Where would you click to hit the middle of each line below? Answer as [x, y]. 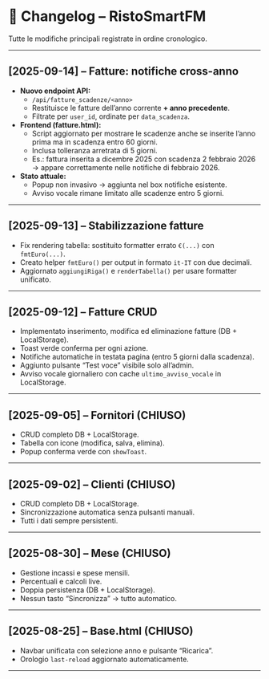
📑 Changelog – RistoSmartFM [107, 16]
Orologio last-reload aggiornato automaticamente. [104, 659]
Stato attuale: [43, 176]
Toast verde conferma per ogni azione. [84, 348]
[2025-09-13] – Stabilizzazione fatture [106, 226]
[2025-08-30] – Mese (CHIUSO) [90, 553]
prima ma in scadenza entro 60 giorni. [95, 142]
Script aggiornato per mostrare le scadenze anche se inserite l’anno [144, 133]
